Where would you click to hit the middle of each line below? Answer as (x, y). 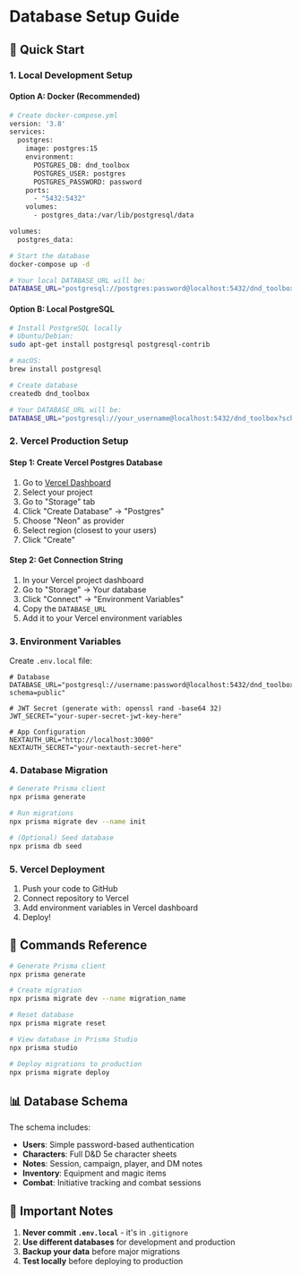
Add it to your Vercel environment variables (102, 618)
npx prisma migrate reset (57, 1023)
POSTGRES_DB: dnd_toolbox (81, 165)
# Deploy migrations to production (76, 1064)
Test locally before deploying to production (103, 1262)
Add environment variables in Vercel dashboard (110, 908)
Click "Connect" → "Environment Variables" (103, 599)
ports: (38, 190)
